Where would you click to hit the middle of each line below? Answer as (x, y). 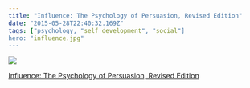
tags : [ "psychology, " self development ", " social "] (96, 30)
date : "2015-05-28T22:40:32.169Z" (66, 23)
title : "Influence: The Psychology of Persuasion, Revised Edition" (125, 16)
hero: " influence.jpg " (46, 38)
